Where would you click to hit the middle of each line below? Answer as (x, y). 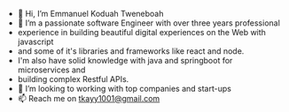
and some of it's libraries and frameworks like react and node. (131, 51)
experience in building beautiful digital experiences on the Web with (141, 32)
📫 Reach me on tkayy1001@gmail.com (89, 98)
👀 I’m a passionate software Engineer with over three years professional (149, 23)
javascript (35, 41)
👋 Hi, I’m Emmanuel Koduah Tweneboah (90, 14)
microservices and (51, 70)
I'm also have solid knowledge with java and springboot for (125, 60)
